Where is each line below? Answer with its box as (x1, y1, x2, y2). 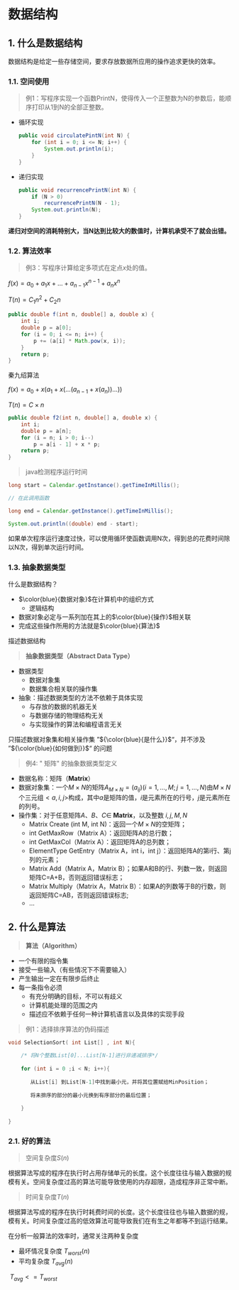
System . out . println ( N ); (31, 207, 102, 214)
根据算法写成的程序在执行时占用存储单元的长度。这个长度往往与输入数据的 (8, 1169, 226, 1177)
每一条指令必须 (18, 983, 62, 991)
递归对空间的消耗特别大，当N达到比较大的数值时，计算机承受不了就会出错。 (8, 226, 230, 235)
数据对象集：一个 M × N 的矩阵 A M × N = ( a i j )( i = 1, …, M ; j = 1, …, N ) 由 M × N (18, 782, 231, 793)
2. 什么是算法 (8, 921, 66, 934)
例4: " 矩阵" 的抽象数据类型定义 (25, 759, 118, 767)
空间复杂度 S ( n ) (25, 1154, 70, 1162)
